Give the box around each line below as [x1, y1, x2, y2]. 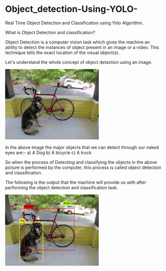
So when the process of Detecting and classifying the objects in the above [5, 159, 157, 165]
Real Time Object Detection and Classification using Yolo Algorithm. [5, 20, 144, 26]
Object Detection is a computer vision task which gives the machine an [5, 39, 150, 45]
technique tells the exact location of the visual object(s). [5, 50, 120, 55]
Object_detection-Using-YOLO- [5, 3, 138, 15]
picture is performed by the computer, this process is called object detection [5, 164, 162, 170]
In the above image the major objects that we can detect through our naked [5, 144, 159, 150]
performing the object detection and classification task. [5, 184, 118, 190]
